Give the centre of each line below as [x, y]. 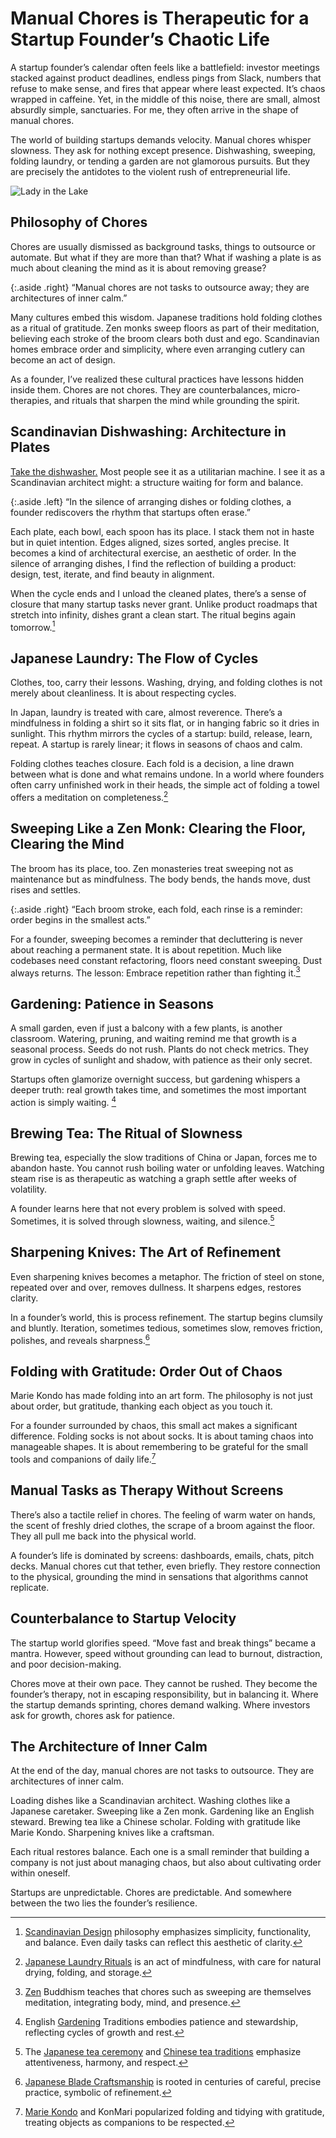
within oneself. [40, 1873]
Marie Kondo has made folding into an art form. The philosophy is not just [161, 1396]
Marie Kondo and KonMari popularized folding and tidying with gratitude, [174, 2112]
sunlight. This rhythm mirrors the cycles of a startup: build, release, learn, [161, 734]
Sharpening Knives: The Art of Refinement [146, 1252]
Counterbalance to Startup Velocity [123, 1618]
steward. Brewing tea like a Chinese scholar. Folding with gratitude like [155, 1822]
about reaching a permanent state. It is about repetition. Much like [146, 949]
